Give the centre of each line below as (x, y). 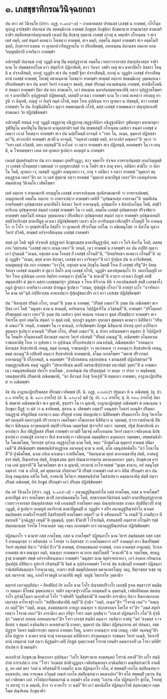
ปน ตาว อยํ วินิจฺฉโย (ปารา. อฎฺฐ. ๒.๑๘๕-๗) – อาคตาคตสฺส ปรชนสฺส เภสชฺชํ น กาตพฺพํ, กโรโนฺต (83, 23)
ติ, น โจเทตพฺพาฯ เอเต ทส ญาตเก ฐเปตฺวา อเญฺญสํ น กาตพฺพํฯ (55, 150)
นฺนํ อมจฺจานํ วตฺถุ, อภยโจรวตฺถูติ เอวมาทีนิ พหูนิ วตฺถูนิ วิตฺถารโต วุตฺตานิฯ (64, 575)
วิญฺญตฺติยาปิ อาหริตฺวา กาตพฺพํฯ (30, 52)
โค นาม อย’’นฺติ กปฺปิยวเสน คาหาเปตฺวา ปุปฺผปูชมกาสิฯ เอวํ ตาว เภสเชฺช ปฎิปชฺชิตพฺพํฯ (73, 293)
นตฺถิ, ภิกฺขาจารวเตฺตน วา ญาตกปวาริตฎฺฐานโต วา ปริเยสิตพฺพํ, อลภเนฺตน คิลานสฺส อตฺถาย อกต (81, 46)
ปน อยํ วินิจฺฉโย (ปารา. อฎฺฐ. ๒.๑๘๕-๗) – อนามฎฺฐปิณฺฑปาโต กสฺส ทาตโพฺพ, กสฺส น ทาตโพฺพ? (82, 492)
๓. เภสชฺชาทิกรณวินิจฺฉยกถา (50, 9)
